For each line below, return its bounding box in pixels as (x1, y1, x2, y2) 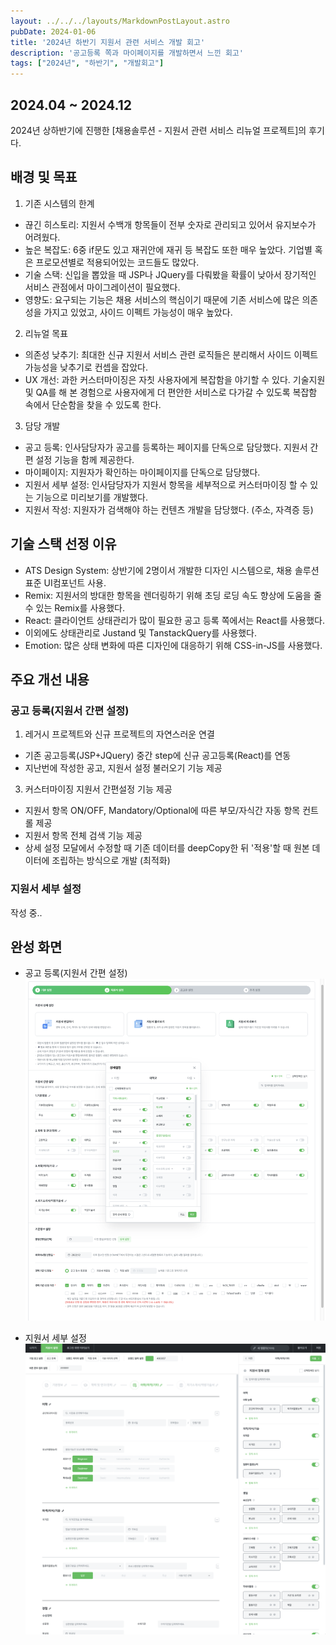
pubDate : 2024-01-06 (10, 26, 97, 37)
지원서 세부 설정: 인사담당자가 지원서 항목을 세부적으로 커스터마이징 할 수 (24, 478, 308, 490)
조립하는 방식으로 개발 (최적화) (51, 855, 171, 867)
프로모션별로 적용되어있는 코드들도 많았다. (35, 256, 200, 268)
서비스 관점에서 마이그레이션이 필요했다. (24, 281, 181, 293)
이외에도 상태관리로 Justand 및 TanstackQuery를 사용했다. (24, 626, 257, 639)
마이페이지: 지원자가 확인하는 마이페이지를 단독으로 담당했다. (24, 466, 261, 478)
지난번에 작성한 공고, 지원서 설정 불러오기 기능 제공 (24, 762, 223, 774)
